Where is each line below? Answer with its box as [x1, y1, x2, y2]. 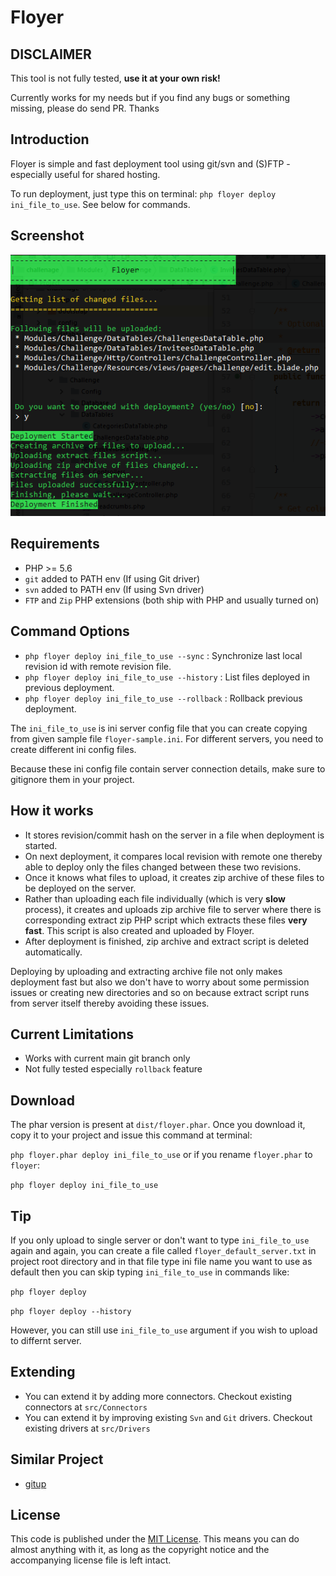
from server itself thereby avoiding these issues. [10, 997, 210, 1009]
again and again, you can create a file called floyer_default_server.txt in [10, 1244, 317, 1256]
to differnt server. [10, 1334, 82, 1346]
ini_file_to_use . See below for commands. [10, 198, 191, 210]
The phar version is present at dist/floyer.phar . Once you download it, [10, 1119, 306, 1131]
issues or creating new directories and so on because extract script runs [10, 986, 310, 998]
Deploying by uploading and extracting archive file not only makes [10, 965, 283, 977]
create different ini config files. [10, 743, 137, 755]
